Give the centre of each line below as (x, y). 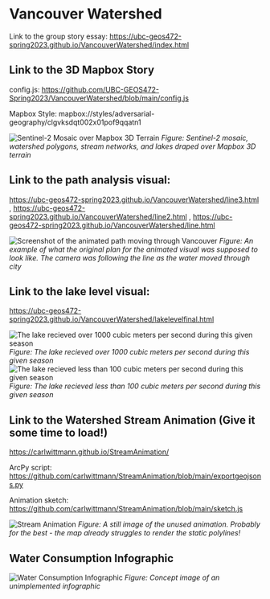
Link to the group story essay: (58, 36)
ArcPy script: (31, 468)
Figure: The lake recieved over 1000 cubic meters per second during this (129, 352)
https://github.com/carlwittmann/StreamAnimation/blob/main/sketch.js (126, 509)
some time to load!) (58, 432)
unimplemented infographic (55, 586)
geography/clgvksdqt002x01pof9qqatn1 (75, 122)
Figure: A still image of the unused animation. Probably (169, 524)
